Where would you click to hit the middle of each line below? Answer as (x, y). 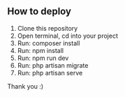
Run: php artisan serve (50, 73)
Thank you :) (25, 86)
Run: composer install (49, 43)
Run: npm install (41, 50)
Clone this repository (47, 28)
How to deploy (39, 12)
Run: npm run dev (43, 58)
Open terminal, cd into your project (68, 36)
